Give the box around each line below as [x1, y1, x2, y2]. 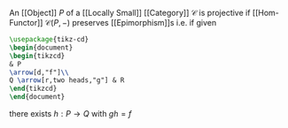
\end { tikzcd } [9, 84, 58, 94]
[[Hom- [252, 8, 279, 18]
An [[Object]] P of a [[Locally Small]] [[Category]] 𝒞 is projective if [9, 8, 251, 18]
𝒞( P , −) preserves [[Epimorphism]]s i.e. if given [44, 18, 217, 27]
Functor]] [9, 18, 43, 27]
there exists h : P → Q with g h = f [9, 109, 132, 118]
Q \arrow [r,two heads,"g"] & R [9, 76, 125, 85]
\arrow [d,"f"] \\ [9, 68, 69, 77]
